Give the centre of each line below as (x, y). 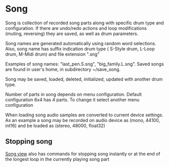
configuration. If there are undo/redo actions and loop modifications (76, 28)
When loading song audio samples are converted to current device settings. (84, 115)
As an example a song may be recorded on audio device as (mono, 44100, (83, 120)
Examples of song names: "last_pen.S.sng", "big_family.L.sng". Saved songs (85, 64)
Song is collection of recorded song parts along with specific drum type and (85, 23)
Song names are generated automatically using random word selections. (81, 43)
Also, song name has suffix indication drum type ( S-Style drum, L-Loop (80, 49)
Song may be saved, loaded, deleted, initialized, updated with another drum (84, 79)
